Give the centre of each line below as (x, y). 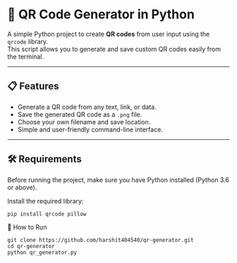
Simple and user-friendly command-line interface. (90, 129)
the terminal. (26, 57)
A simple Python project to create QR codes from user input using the (109, 34)
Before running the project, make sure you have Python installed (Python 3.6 (118, 180)
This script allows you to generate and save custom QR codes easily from (114, 49)
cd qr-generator (31, 246)
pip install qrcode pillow (47, 214)
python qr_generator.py (42, 252)
